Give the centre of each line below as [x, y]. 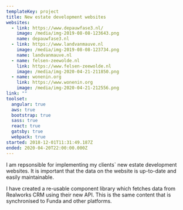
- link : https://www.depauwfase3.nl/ [57, 28]
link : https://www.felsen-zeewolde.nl [64, 66]
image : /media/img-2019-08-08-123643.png [68, 33]
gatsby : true [27, 132]
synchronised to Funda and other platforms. [59, 201]
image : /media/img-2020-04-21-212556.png [68, 88]
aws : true [23, 110]
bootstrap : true [31, 115]
